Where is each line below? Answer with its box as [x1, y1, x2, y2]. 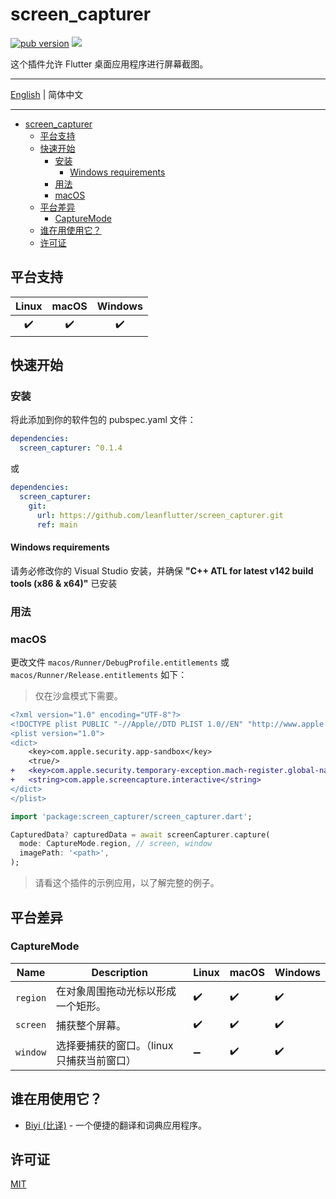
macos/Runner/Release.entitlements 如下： [10, 668, 188, 680]
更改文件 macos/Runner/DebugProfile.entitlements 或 [10, 656, 230, 668]
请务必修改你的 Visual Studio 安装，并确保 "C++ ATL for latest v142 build [10, 564, 314, 577]
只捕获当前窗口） [56, 1053, 137, 1067]
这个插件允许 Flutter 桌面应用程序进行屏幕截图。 [10, 58, 209, 70]
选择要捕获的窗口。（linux [56, 1038, 174, 1052]
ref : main [36, 519, 78, 530]
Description [91, 965, 148, 979]
